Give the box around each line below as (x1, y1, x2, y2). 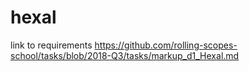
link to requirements (10, 39, 93, 51)
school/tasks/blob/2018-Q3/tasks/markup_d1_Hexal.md (10, 49, 240, 61)
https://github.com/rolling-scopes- (94, 39, 238, 51)
